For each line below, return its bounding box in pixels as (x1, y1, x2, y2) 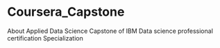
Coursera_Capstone (7, 4, 125, 20)
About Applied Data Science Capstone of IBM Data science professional (7, 27, 214, 35)
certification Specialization (7, 34, 83, 42)
